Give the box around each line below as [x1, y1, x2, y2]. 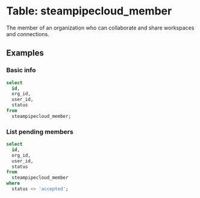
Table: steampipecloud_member [6, 4, 172, 18]
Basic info [6, 66, 36, 75]
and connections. [6, 30, 49, 37]
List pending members [6, 128, 73, 136]
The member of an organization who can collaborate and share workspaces [6, 24, 195, 31]
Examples [6, 48, 44, 58]
